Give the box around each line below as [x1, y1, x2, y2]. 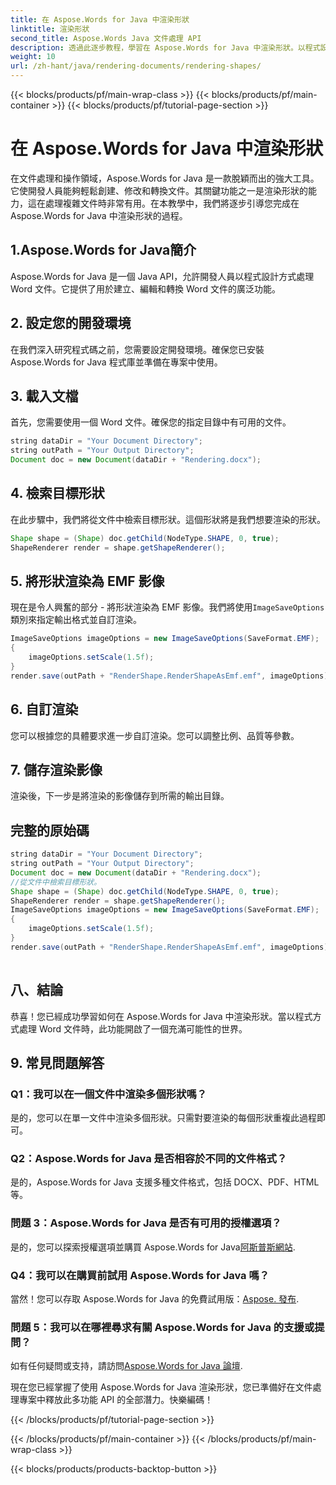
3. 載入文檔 [10, 387, 79, 405]
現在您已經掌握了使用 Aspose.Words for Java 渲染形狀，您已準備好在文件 [10, 1381, 313, 1393]
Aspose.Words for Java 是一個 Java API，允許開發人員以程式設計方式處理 [10, 270, 315, 282]
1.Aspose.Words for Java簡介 [10, 242, 197, 259]
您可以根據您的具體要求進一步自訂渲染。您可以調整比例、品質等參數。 [10, 729, 300, 741]
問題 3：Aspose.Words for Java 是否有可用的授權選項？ [10, 1216, 282, 1230]
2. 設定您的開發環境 [10, 315, 132, 332]
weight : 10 [10, 52, 56, 62]
